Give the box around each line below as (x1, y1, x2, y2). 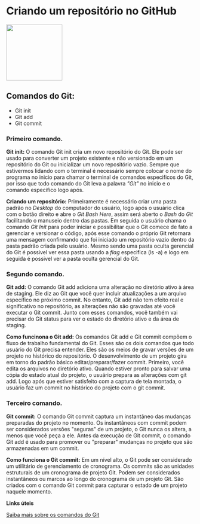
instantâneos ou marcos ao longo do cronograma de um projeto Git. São (6, 475, 184, 482)
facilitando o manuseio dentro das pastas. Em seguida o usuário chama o (6, 217, 187, 224)
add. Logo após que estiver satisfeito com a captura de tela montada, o (6, 378, 182, 385)
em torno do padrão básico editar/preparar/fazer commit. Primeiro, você (6, 359, 184, 366)
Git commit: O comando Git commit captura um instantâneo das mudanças (6, 413, 191, 420)
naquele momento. (6, 488, 53, 495)
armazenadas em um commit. (6, 444, 79, 452)
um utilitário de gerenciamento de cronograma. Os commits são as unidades (6, 462, 194, 470)
